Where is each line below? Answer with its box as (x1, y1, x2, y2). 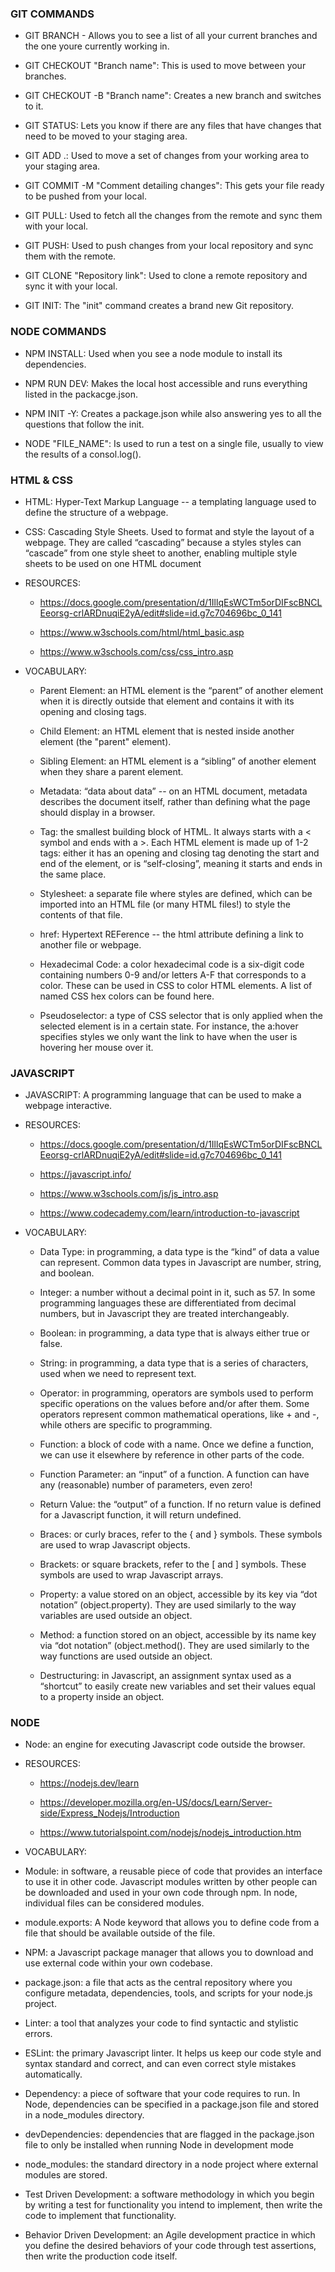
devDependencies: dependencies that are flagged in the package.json (24, 2128, 315, 2141)
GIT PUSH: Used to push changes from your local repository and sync (24, 240, 314, 252)
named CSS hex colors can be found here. (39, 990, 215, 1002)
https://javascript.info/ (39, 1168, 132, 1181)
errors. (24, 2028, 53, 2040)
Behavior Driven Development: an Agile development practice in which (24, 2229, 316, 2241)
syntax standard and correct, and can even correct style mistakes (24, 2058, 297, 2070)
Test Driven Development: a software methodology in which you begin (24, 2188, 315, 2201)
